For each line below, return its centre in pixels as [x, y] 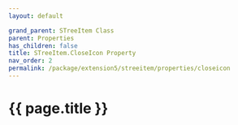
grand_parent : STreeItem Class [61, 30]
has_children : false [43, 45]
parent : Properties [41, 38]
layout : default [36, 16]
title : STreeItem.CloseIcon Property [72, 54]
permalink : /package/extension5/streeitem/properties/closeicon [119, 69]
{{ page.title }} [58, 108]
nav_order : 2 [30, 61]
